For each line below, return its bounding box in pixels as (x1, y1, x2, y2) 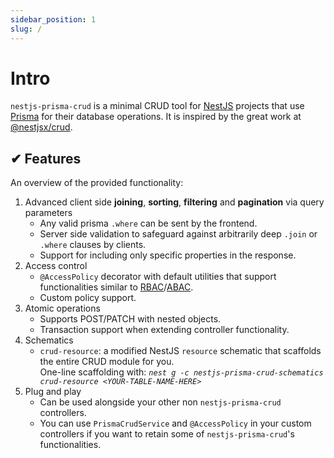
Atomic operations (24, 302, 101, 315)
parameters (24, 207, 73, 219)
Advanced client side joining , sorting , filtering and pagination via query (24, 196, 325, 208)
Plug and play (24, 386, 82, 398)
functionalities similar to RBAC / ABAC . (39, 281, 194, 293)
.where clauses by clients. (39, 239, 147, 251)
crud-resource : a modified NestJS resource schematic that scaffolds (39, 345, 322, 357)
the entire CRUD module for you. (39, 356, 175, 368)
